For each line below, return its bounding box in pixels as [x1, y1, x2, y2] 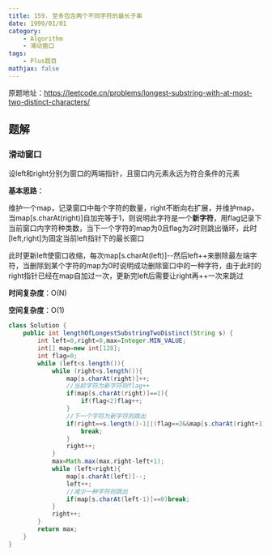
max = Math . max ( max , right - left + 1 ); [51, 457, 164, 466]
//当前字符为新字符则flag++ [66, 382, 150, 390]
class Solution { [8, 322, 67, 330]
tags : [8, 49, 27, 58]
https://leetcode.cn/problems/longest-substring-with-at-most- [44, 88, 253, 97]
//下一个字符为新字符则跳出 [66, 412, 147, 420]
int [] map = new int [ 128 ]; [37, 344, 121, 353]
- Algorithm [23, 34, 63, 43]
